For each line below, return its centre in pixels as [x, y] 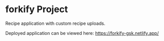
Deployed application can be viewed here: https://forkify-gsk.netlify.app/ [82, 33]
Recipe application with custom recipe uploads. [55, 23]
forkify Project [37, 9]
